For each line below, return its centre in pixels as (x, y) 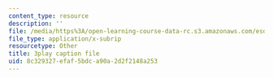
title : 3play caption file (54, 54)
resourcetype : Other (43, 46)
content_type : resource (49, 16)
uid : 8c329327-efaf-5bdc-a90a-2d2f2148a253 (83, 62)
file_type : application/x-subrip (65, 39)
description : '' (36, 24)
